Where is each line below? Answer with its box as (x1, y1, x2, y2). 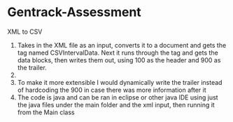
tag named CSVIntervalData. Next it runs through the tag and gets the (17, 48, 218, 57)
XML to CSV (7, 27, 43, 36)
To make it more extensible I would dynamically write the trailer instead (17, 78, 223, 86)
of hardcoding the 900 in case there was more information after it (17, 86, 206, 94)
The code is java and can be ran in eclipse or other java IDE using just (17, 93, 218, 102)
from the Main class (17, 108, 75, 116)
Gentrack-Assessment (7, 4, 141, 20)
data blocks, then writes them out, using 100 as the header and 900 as (17, 55, 221, 64)
